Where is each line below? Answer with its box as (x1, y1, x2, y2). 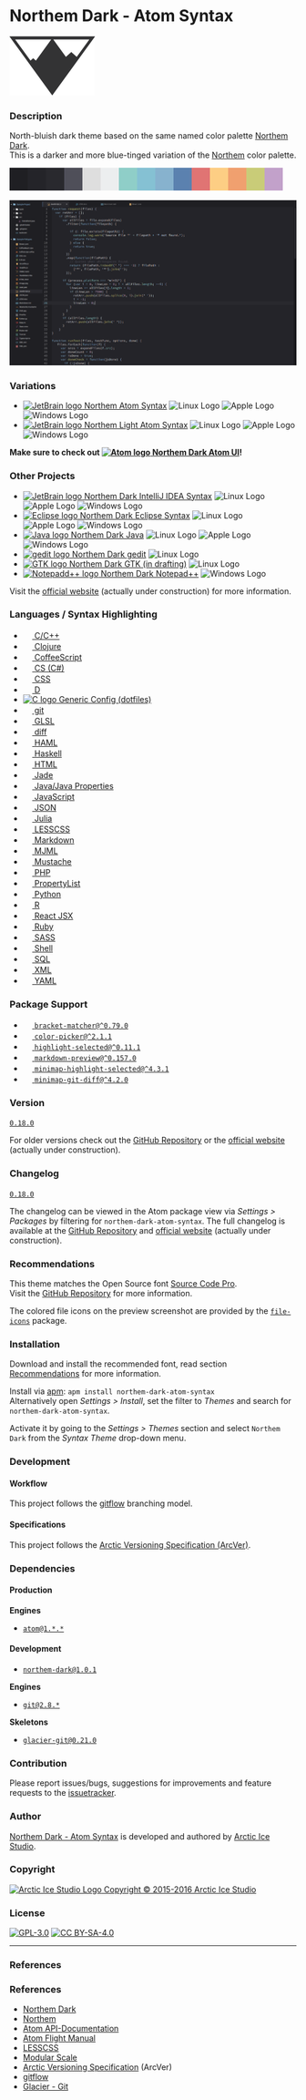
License (9, 1906, 46, 1919)
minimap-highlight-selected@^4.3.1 (34, 1065, 169, 1074)
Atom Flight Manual (22, 2033, 96, 2044)
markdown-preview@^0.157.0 (34, 1054, 137, 1063)
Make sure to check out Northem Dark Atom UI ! (9, 447, 243, 458)
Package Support (9, 998, 88, 1010)
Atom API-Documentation (22, 2023, 119, 2034)
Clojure (34, 640, 62, 651)
